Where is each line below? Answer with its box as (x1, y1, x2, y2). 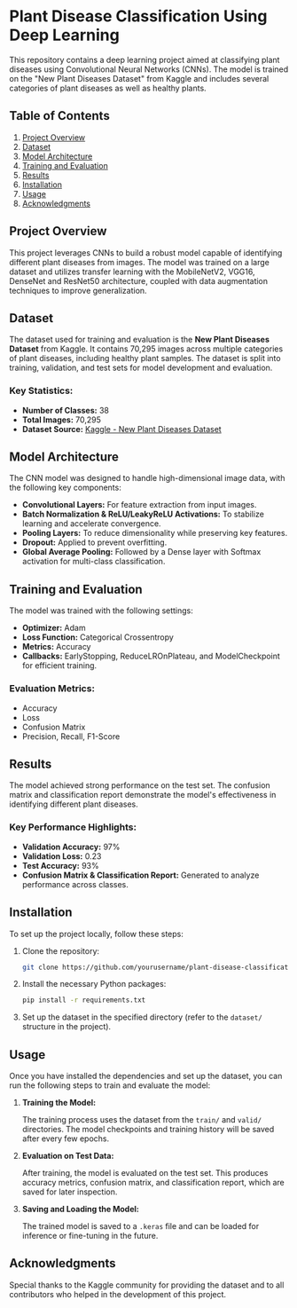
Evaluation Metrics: (9, 682, 96, 695)
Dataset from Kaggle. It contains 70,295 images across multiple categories (9, 343, 284, 354)
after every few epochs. (21, 1133, 110, 1144)
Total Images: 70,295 (21, 414, 102, 425)
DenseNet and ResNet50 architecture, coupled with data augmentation (9, 275, 269, 286)
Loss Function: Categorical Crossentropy (21, 632, 175, 642)
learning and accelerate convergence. (21, 518, 161, 529)
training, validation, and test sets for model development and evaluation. (9, 362, 273, 374)
